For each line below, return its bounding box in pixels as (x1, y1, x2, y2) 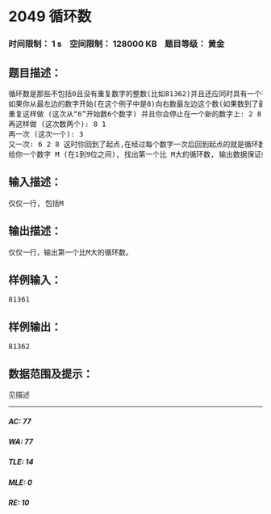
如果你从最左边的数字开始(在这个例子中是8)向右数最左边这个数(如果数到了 (8, 99, 259, 108)
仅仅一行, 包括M (8, 199, 65, 208)
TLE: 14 (8, 457, 34, 467)
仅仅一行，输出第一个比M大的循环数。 (8, 247, 133, 257)
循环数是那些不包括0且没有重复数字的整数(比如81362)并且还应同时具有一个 (8, 89, 262, 98)
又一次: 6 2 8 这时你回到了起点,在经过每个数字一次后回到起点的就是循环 (8, 139, 259, 149)
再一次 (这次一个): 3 (8, 129, 84, 138)
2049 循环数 (8, 7, 92, 26)
